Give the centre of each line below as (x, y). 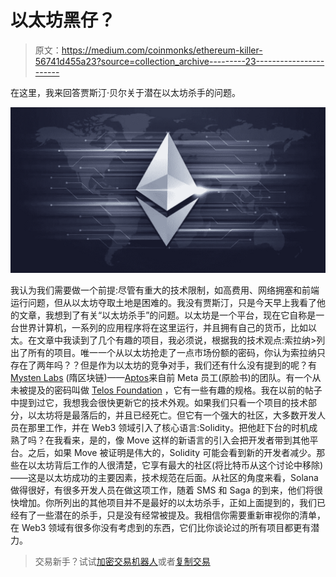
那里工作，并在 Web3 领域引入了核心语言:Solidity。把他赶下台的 (159, 427)
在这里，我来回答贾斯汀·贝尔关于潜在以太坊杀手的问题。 (126, 92)
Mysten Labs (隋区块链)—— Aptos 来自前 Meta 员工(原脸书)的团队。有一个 (161, 377)
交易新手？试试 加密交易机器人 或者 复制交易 (122, 561)
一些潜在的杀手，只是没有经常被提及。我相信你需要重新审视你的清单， (181, 515)
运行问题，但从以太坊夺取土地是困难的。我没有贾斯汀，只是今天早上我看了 (163, 302)
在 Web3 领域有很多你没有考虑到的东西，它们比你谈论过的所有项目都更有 (161, 527)
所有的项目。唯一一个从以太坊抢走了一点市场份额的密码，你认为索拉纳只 (176, 352)
